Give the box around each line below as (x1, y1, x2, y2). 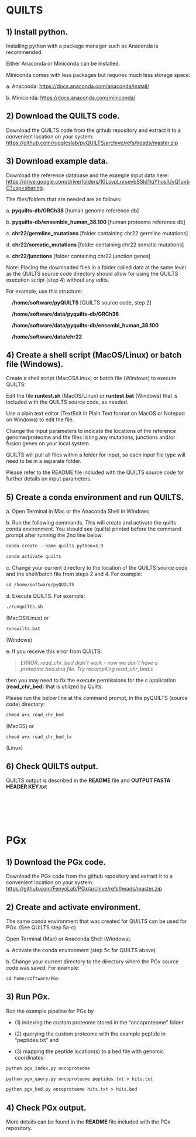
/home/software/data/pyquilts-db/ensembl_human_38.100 (11, 322, 159, 329)
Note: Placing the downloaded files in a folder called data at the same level (6, 263, 186, 270)
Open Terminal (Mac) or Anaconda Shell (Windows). (6, 935, 132, 942)
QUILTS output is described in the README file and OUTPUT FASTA (6, 777, 171, 784)
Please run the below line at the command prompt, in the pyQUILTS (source (6, 694, 188, 701)
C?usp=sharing (6, 184, 43, 191)
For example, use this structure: (6, 287, 82, 295)
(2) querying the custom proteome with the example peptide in (14, 1030, 166, 1037)
